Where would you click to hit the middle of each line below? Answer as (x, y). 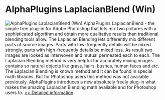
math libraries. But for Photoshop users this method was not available (77, 76)
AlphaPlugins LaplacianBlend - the (119, 23)
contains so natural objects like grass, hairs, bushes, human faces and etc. (82, 66)
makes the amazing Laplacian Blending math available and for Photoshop (81, 87)
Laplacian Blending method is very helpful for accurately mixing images (79, 60)
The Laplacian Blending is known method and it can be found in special (79, 71)
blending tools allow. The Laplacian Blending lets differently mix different (80, 39)
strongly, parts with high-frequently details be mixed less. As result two (79, 50)
